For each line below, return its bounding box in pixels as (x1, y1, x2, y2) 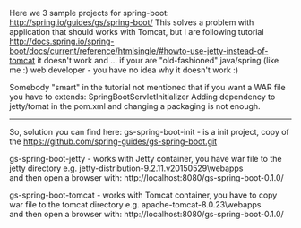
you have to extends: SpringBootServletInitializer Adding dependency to (9, 91, 276, 102)
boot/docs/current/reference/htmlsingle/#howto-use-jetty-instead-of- (9, 46, 269, 56)
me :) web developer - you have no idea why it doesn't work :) (9, 64, 239, 75)
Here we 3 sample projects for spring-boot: (9, 8, 169, 18)
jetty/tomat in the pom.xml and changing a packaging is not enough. (9, 101, 262, 111)
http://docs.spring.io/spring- (9, 36, 115, 46)
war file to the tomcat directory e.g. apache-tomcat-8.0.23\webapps (9, 199, 262, 209)
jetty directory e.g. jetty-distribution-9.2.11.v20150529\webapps (9, 163, 244, 173)
